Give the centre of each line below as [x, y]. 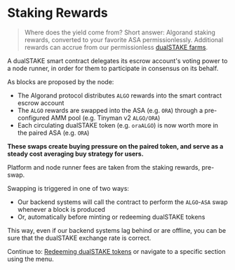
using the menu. [31, 259]
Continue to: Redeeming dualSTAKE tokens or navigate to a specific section [116, 251]
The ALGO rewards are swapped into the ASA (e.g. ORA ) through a [110, 110]
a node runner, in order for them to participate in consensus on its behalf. [113, 68]
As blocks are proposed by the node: [61, 81]
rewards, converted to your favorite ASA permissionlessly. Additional [124, 39]
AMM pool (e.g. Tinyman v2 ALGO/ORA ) [106, 118]
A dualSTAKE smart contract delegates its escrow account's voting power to [117, 60]
